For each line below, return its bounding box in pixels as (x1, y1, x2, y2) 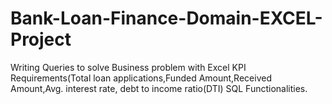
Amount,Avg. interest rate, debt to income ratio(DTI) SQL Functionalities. (10, 82, 308, 94)
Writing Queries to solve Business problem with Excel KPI (10, 61, 247, 73)
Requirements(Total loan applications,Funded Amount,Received (10, 72, 272, 84)
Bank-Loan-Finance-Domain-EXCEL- (10, 7, 323, 30)
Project (10, 28, 72, 51)
